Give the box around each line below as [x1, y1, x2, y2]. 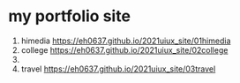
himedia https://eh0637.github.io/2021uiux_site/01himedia [20, 35, 231, 46]
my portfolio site [8, 6, 131, 26]
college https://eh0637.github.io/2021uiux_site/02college [20, 44, 229, 55]
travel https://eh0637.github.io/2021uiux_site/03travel [20, 64, 216, 74]
